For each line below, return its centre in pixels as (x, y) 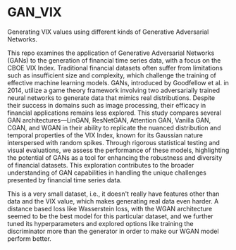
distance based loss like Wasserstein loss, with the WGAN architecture (110, 208)
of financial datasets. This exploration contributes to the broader (101, 165)
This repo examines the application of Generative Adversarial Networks (111, 53)
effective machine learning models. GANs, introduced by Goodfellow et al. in (118, 82)
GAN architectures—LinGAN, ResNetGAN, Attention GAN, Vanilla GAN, (109, 120)
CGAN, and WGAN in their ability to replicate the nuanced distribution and (114, 127)
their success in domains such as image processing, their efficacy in (107, 105)
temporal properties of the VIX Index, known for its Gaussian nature (105, 135)
